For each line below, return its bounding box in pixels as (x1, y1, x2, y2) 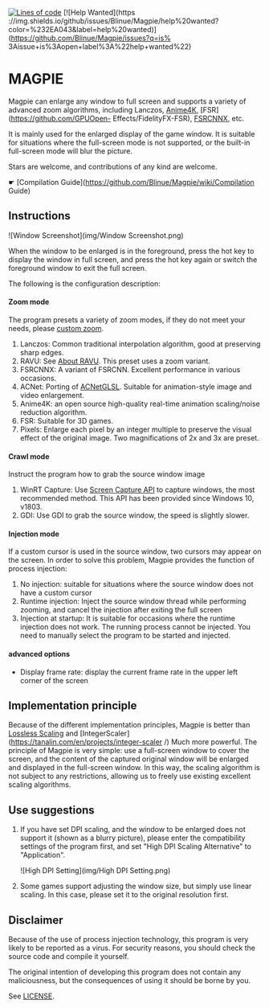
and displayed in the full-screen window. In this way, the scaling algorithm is (8, 763, 260, 772)
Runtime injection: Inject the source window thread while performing (19, 596, 247, 606)
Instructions (8, 209, 71, 223)
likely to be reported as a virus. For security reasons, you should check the (8, 943, 255, 953)
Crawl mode (8, 451, 50, 461)
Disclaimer (8, 913, 63, 927)
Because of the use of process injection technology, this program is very (8, 935, 249, 944)
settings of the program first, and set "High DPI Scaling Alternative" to (19, 842, 251, 851)
